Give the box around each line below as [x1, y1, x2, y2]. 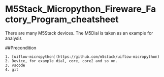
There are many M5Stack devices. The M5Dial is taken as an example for [5, 30, 154, 36]
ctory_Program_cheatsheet [5, 14, 119, 25]
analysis [5, 35, 22, 41]
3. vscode [5, 63, 26, 68]
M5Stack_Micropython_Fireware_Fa [5, 3, 156, 15]
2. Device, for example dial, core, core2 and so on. [5, 58, 118, 63]
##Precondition [5, 45, 37, 51]
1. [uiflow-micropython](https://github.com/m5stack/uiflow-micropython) [5, 54, 160, 59]
